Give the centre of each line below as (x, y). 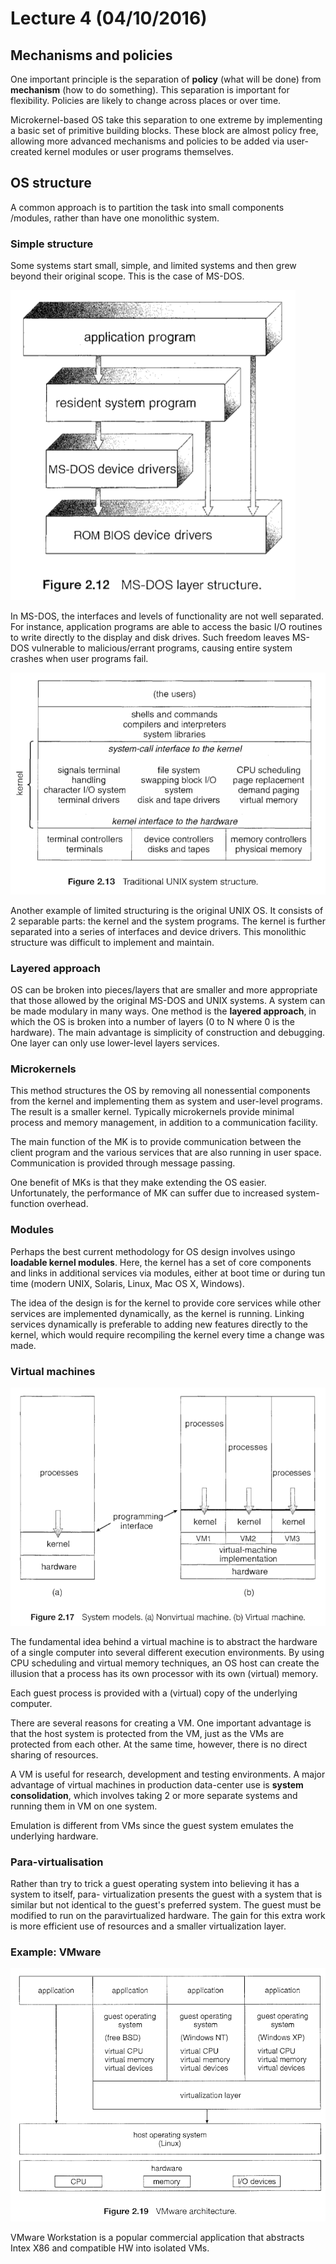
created (26, 151)
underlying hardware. (54, 1836)
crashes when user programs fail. (79, 659)
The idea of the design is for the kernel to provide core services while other (166, 1303)
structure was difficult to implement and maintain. (112, 942)
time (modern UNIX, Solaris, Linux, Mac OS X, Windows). (127, 1283)
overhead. (67, 1204)
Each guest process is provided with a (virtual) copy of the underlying (154, 1693)
